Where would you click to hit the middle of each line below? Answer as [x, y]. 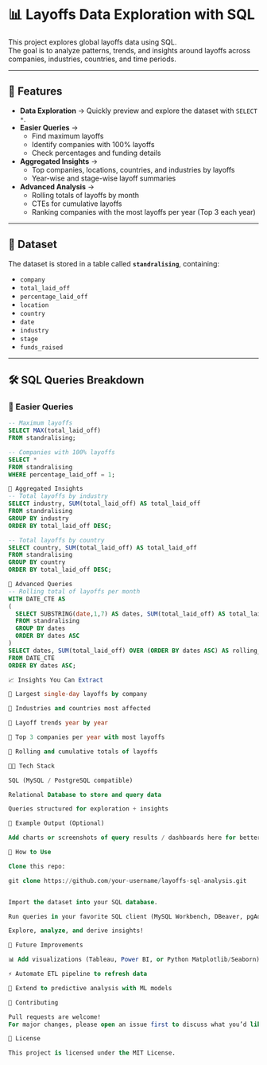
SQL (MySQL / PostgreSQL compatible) [71, 780]
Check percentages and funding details [96, 153]
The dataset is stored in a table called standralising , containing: [114, 263]
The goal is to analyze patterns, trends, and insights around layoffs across [130, 50]
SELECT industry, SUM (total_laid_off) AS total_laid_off [104, 504]
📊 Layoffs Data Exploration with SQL [132, 15]
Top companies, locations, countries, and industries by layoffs [133, 169]
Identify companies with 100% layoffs [93, 144]
